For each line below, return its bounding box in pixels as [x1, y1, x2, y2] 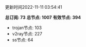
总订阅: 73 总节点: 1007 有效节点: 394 [5, 15, 81, 20]
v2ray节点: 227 [12, 31, 42, 36]
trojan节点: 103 [12, 25, 42, 31]
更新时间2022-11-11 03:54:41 [5, 4, 62, 10]
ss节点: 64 [12, 37, 34, 43]
